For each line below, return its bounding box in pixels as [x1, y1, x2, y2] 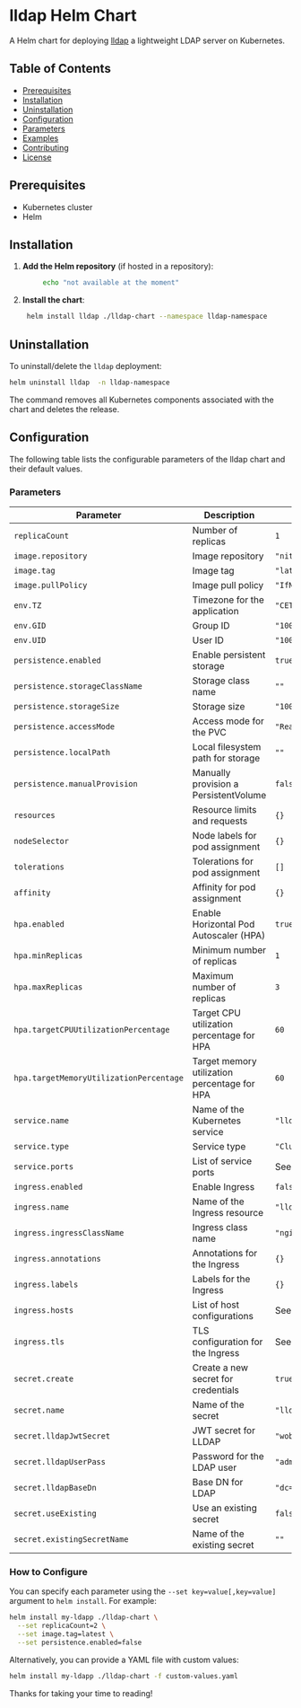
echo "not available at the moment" [42, 278, 180, 287]
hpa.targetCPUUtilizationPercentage [13, 1025, 170, 1034]
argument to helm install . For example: [9, 1596, 157, 1607]
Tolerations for [192, 855, 254, 867]
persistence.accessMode [13, 721, 116, 732]
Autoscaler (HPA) [192, 929, 266, 941]
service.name [13, 1115, 70, 1125]
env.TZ [13, 600, 42, 611]
